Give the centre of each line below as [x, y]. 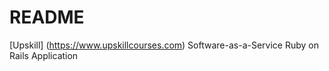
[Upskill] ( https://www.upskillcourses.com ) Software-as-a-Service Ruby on [164, 45]
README [47, 17]
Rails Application [44, 55]
